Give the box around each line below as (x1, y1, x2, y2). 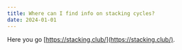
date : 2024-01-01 (7, 16, 57, 23)
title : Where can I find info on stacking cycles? (7, 10, 155, 17)
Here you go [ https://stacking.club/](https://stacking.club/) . (7, 35, 175, 43)
